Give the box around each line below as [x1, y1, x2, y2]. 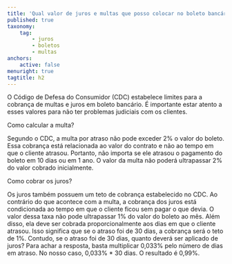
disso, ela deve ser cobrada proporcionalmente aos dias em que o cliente [7, 220, 216, 228]
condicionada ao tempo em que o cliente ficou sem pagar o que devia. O [7, 205, 214, 214]
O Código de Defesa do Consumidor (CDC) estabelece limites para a [7, 93, 202, 101]
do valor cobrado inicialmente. [7, 163, 94, 172]
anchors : [7, 55, 32, 62]
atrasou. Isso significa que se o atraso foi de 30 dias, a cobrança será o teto [7, 227, 224, 235]
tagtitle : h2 [7, 74, 45, 81]
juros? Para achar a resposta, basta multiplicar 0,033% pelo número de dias [7, 242, 223, 250]
